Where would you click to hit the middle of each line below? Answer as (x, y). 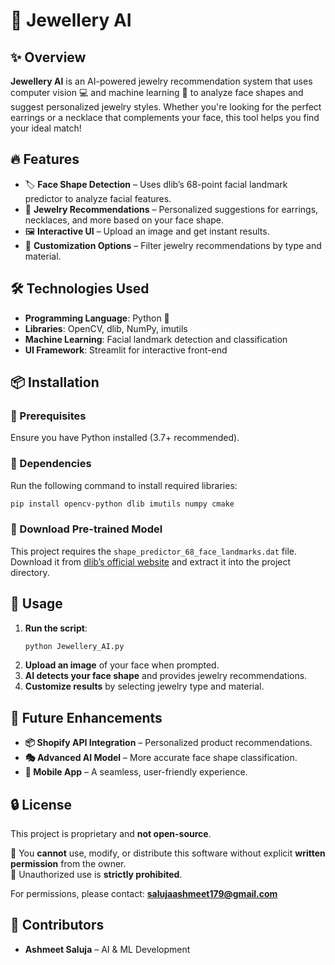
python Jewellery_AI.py (74, 646)
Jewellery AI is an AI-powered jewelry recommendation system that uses (161, 81)
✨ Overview (48, 57)
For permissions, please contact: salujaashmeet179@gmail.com (144, 894)
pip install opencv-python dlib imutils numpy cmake (122, 504)
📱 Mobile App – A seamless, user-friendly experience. (136, 772)
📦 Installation (55, 382)
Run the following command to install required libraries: (124, 485)
